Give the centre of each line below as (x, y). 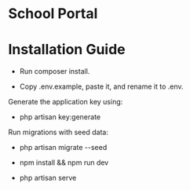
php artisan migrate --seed (63, 148)
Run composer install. (55, 71)
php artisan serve (48, 178)
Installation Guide (67, 50)
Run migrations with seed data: (58, 132)
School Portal (53, 14)
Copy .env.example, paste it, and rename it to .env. (101, 86)
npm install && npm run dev (64, 163)
